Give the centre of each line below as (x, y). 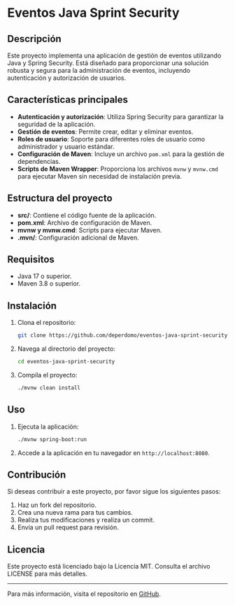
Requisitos (31, 259)
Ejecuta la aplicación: (48, 426)
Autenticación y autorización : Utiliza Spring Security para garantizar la (120, 116)
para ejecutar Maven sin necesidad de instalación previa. (99, 176)
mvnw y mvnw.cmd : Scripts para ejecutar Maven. (90, 230)
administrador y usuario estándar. (66, 146)
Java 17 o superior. (44, 276)
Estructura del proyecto (60, 199)
